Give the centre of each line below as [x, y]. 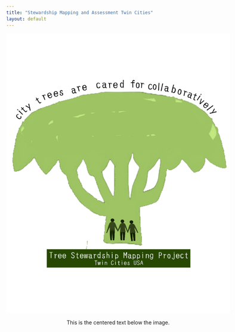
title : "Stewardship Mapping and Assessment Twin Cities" [80, 13]
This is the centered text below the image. [118, 322]
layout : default [26, 19]
